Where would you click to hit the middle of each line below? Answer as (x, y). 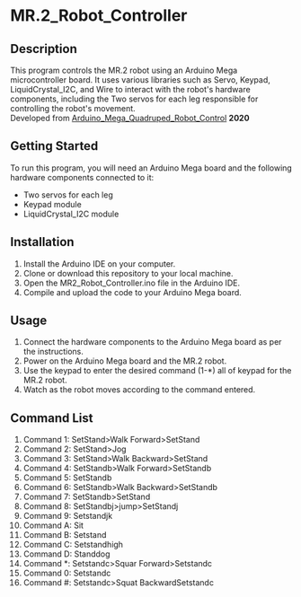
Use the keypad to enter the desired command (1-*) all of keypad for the (157, 371)
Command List (52, 418)
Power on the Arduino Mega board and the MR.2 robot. (125, 361)
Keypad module (52, 204)
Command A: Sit (53, 525)
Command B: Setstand (65, 535)
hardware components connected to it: (82, 177)
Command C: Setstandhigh (73, 545)
